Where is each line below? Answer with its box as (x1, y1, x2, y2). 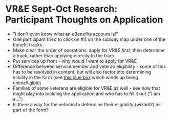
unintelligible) (12, 80, 41, 86)
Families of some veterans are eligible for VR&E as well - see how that (12, 85, 160, 91)
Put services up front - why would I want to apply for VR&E (12, 58, 137, 64)
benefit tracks (12, 41, 42, 48)
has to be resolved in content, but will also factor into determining (12, 68, 152, 75)
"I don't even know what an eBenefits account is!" (12, 31, 119, 37)
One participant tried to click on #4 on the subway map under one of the (12, 36, 166, 42)
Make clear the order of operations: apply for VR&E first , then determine (12, 47, 165, 53)
